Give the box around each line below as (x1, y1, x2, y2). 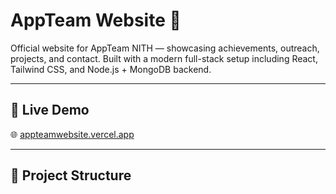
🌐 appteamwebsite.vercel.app (10, 128, 135, 140)
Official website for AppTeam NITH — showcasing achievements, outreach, (10, 42, 320, 54)
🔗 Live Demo (10, 102, 90, 119)
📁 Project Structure (10, 167, 132, 184)
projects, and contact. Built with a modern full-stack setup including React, (10, 52, 318, 64)
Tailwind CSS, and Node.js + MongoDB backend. (10, 63, 212, 75)
